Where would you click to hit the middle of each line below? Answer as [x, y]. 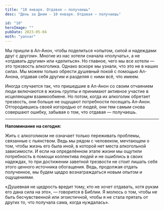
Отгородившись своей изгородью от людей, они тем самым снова [75, 107]
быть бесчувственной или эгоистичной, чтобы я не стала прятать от [77, 197]
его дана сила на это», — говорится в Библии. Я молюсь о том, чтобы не [81, 192]
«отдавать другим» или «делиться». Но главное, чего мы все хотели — [80, 61]
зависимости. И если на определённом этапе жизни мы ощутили [74, 151]
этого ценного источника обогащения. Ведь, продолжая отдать [72, 167]
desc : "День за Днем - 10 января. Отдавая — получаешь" [63, 14]
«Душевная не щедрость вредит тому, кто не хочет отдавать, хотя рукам [82, 187]
